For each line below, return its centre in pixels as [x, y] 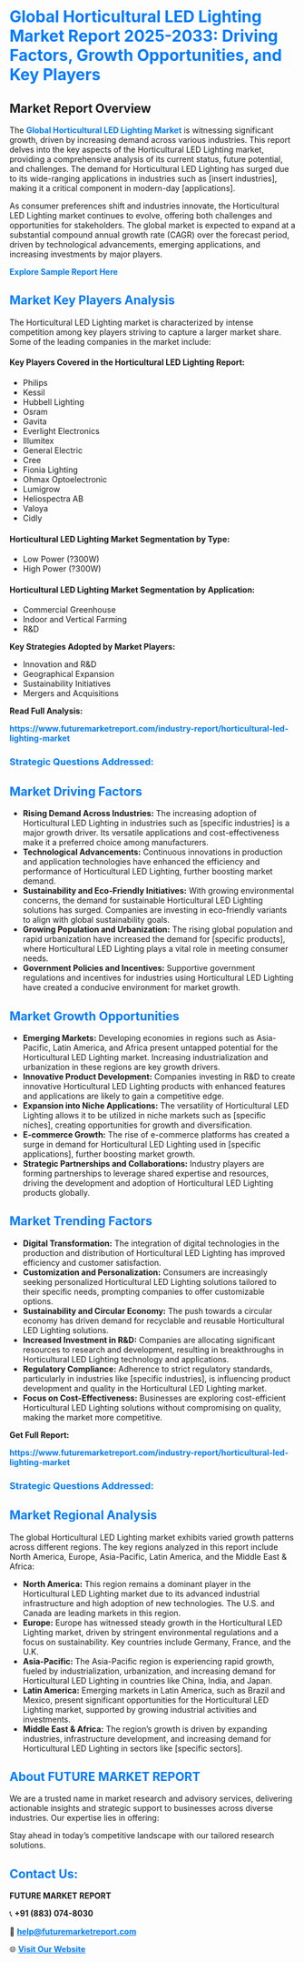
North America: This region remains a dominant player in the [137, 1584]
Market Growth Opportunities [94, 1016]
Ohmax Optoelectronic [64, 480]
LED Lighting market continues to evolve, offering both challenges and [141, 215]
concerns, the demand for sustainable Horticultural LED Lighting [142, 901]
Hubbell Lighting [53, 402]
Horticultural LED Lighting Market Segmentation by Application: [132, 590]
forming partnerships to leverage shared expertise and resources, [146, 1173]
